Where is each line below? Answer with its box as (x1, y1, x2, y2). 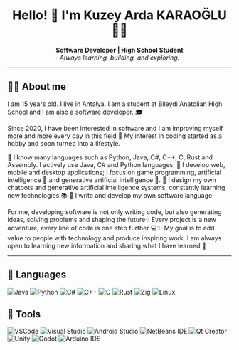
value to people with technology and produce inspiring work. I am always (7, 233, 222, 242)
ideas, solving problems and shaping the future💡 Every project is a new (7, 215, 217, 223)
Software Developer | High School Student (55, 46, 184, 54)
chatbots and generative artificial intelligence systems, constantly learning (7, 183, 225, 191)
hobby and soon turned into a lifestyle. (7, 139, 121, 147)
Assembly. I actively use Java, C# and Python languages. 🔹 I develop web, (7, 160, 225, 169)
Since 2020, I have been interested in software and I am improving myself (7, 124, 223, 132)
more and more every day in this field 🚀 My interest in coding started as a (7, 132, 223, 140)
